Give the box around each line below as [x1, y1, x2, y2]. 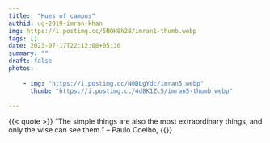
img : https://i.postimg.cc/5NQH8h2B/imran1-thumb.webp [8, 27, 197, 35]
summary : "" [8, 49, 49, 57]
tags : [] [8, 34, 38, 43]
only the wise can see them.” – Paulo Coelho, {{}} [8, 125, 173, 135]
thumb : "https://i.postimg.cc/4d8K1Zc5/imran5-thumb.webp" [29, 86, 233, 95]
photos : [8, 65, 35, 73]
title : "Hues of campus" [8, 11, 95, 20]
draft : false [8, 57, 53, 65]
